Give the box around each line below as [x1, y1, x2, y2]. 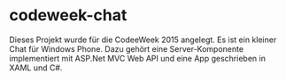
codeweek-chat [9, 5, 128, 25]
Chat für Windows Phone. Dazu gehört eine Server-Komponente [9, 43, 244, 54]
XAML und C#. [9, 62, 63, 73]
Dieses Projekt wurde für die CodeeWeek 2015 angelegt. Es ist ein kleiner [9, 34, 277, 45]
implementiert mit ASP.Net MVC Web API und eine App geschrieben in [9, 53, 266, 63]
